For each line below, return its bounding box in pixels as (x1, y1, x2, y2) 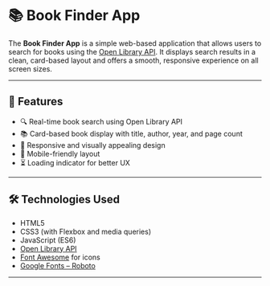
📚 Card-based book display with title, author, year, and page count (19, 129, 243, 138)
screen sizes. (8, 63, 52, 73)
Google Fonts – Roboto (19, 260, 96, 270)
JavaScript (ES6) (19, 235, 76, 245)
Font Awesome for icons (19, 252, 100, 262)
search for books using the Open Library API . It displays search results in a (8, 47, 256, 56)
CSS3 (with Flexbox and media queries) (19, 227, 151, 236)
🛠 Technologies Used (8, 193, 121, 206)
